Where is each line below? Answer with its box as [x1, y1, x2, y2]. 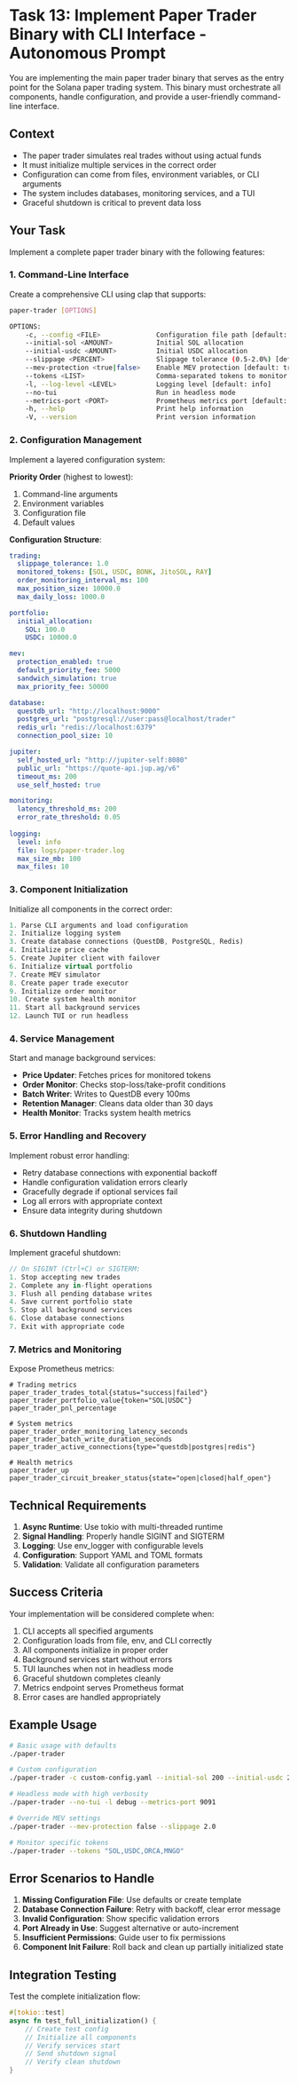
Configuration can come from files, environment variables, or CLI [21, 169, 260, 179]
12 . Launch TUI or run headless [9, 1011, 129, 1021]
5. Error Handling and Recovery [9, 1129, 147, 1142]
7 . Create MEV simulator [9, 970, 101, 979]
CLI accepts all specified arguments [21, 1626, 153, 1636]
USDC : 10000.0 [25, 633, 77, 642]
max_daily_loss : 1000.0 [17, 592, 105, 601]
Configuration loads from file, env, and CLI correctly [21, 1635, 213, 1645]
